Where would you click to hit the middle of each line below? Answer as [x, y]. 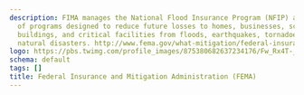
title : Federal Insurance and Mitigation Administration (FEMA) [133, 77]
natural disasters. [54, 43]
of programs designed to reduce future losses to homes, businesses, [151, 26]
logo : [19, 52]
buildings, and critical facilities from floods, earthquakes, [139, 34]
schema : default [40, 60]
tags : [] [26, 69]
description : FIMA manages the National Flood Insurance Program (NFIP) [149, 18]
